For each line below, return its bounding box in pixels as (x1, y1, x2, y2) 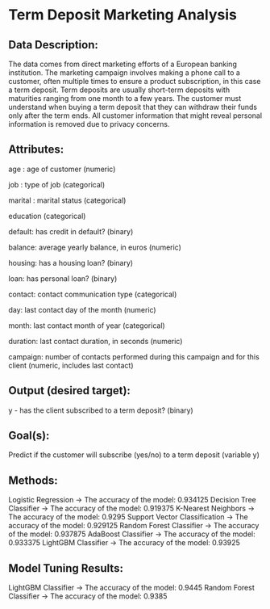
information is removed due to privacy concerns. (8, 120, 170, 128)
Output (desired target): (8, 384, 131, 397)
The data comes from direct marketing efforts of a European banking (8, 59, 238, 69)
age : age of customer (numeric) (8, 164, 116, 174)
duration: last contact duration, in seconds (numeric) (8, 336, 183, 346)
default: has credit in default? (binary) (8, 226, 134, 236)
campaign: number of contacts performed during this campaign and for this (8, 351, 260, 361)
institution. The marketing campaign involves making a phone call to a (8, 68, 240, 78)
